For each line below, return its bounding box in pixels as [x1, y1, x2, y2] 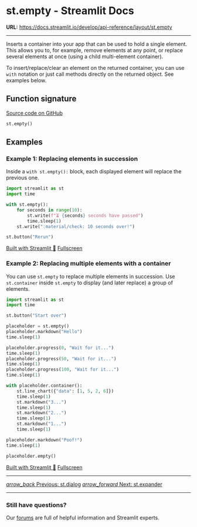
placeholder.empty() [6, 453, 57, 459]
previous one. [6, 174, 39, 182]
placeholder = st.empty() [6, 323, 69, 330]
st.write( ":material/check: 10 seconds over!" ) [16, 223, 135, 230]
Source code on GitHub [6, 109, 63, 116]
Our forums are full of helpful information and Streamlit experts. [6, 514, 159, 521]
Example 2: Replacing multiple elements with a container [6, 260, 171, 268]
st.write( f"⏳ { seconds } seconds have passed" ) [27, 213, 144, 219]
